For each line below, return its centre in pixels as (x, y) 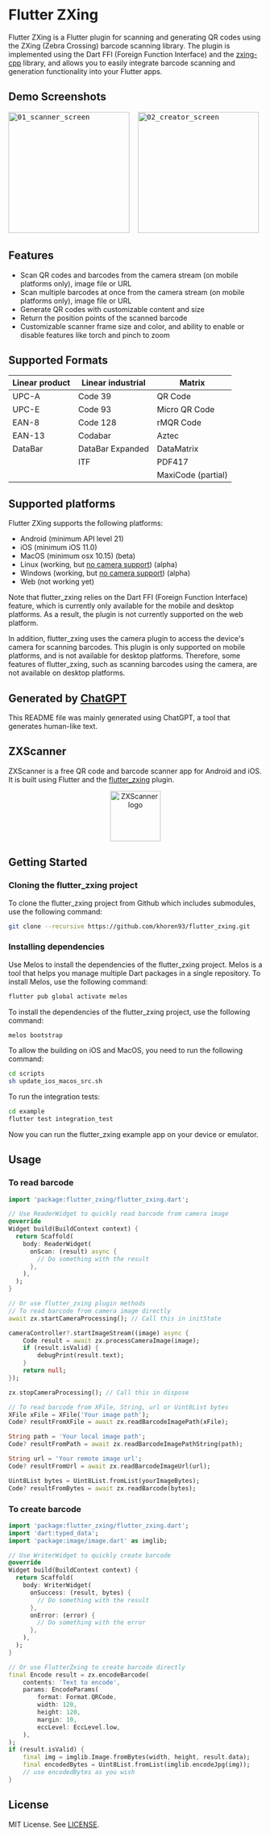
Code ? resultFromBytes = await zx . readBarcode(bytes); (102, 1488)
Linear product (42, 383)
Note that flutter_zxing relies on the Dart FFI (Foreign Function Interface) (128, 598)
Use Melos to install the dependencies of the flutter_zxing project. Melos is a (135, 964)
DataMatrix (178, 449)
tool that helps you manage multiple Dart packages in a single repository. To (135, 973)
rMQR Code (179, 423)
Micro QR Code (186, 410)
